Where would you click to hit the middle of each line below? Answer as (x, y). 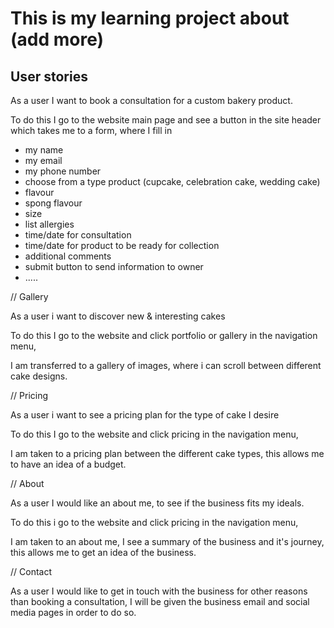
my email (43, 160)
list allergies (49, 224)
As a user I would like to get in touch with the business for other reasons (159, 591)
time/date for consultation (78, 235)
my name (44, 150)
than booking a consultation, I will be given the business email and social (160, 601)
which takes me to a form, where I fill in (91, 130)
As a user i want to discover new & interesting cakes (118, 316)
